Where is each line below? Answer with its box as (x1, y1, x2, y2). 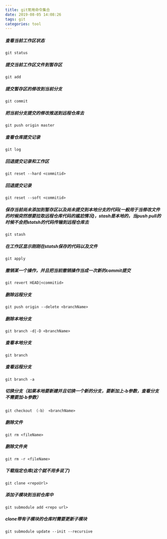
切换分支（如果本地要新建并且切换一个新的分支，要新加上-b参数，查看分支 (5, 388, 159, 394)
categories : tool (5, 21, 41, 27)
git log (5, 147, 21, 152)
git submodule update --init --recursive (5, 529, 93, 534)
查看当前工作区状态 (5, 37, 45, 43)
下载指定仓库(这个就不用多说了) (5, 468, 70, 474)
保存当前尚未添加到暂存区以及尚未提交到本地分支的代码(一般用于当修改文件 (5, 206, 160, 212)
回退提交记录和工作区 (5, 158, 49, 164)
